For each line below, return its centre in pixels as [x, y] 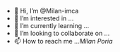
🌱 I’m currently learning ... [52, 26]
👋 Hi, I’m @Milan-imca [46, 11]
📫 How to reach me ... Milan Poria [63, 41]
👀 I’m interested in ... [44, 18]
